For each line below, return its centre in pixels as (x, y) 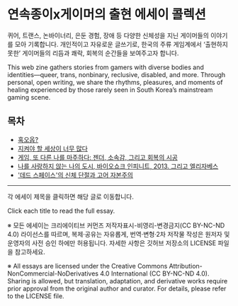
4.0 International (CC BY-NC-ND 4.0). (155, 273)
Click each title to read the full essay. (61, 211)
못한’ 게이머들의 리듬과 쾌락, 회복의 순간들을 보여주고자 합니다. (93, 53)
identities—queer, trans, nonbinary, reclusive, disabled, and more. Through (117, 74)
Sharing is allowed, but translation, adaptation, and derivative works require (118, 281)
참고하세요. (30, 252)
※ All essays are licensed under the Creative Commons (87, 266)
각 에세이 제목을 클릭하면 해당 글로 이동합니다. (71, 196)
